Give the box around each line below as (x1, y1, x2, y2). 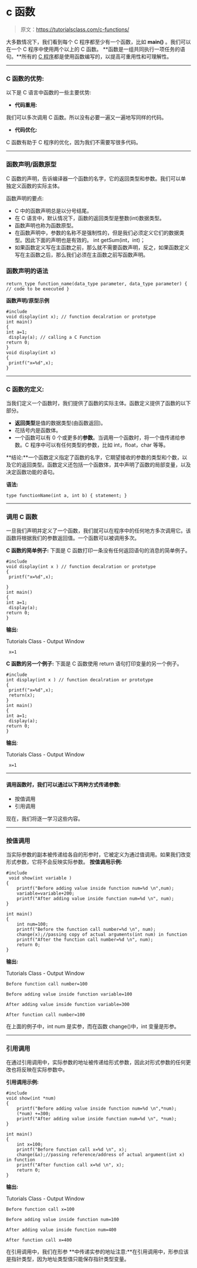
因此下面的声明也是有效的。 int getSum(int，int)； (25, 236, 145, 243)
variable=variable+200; (16, 890, 75, 896)
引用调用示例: (6, 1079, 39, 1086)
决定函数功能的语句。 (6, 468, 57, 475)
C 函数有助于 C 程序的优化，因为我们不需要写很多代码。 (6, 139, 142, 146)
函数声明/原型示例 (6, 297, 50, 304)
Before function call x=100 (6, 1206, 75, 1212)
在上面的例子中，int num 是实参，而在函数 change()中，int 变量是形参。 (6, 1022, 180, 1029)
